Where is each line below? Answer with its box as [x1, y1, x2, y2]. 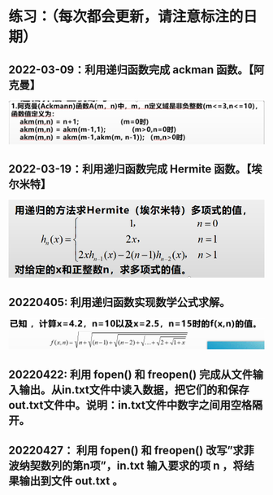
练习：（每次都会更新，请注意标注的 [8, 7, 244, 26]
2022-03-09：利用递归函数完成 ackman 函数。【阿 [8, 63, 265, 77]
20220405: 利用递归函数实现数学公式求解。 [8, 296, 231, 309]
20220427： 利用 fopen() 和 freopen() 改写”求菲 [8, 444, 254, 458]
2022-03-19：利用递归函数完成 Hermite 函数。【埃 [8, 162, 262, 176]
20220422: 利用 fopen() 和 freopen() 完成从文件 [8, 367, 253, 381]
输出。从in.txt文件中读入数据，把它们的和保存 [19, 383, 249, 396]
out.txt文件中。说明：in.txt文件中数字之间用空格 [8, 398, 253, 412]
